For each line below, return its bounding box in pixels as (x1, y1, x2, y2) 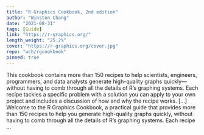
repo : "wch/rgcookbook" (6, 49, 67, 55)
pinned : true (6, 54, 40, 60)
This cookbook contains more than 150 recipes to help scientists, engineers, (6, 71, 197, 78)
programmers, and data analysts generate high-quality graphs (6, 78, 163, 85)
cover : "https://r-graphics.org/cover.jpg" (6, 43, 119, 49)
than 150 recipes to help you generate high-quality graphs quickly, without (6, 110, 193, 117)
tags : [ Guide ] (6, 26, 43, 32)
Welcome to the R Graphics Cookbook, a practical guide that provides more (6, 103, 196, 111)
